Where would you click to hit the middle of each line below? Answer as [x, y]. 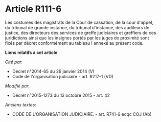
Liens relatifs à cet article [31, 52]
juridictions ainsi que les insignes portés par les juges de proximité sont [77, 38]
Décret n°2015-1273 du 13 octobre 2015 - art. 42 [61, 95]
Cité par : [14, 62]
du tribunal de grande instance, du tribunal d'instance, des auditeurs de [77, 27]
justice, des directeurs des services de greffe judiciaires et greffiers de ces [81, 33]
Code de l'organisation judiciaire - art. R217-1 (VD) [63, 76]
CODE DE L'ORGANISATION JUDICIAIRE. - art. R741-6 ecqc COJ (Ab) [82, 114]
